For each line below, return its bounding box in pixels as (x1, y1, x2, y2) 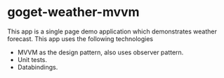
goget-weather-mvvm (7, 4, 140, 20)
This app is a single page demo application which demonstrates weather (7, 27, 218, 36)
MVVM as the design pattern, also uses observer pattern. (17, 48, 184, 56)
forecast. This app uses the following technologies (7, 34, 153, 42)
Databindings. (17, 63, 58, 71)
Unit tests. (17, 55, 48, 63)
